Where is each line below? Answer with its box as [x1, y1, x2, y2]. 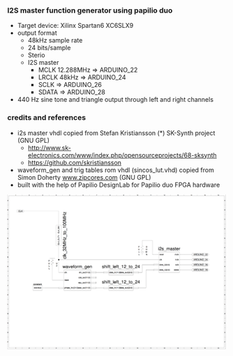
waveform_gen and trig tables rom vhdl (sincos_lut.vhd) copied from [17, 166, 214, 174]
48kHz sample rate [27, 36, 83, 45]
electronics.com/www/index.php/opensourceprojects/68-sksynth [27, 150, 218, 159]
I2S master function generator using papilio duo [7, 6, 173, 15]
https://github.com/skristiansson [27, 158, 122, 167]
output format [17, 29, 57, 37]
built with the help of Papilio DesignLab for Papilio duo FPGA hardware [17, 180, 220, 189]
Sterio [27, 51, 45, 59]
